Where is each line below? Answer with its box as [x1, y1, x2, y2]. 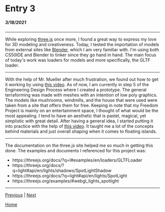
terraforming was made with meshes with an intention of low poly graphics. [5, 92, 158, 98]
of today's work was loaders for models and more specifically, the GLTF [5, 57, 151, 63]
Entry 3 [5, 3, 36, 14]
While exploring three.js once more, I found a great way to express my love [5, 36, 157, 42]
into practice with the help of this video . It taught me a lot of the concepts [5, 123, 154, 129]
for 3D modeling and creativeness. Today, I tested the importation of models [5, 42, 160, 47]
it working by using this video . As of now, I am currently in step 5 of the [5, 82, 149, 88]
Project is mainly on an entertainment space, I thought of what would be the [5, 108, 159, 114]
